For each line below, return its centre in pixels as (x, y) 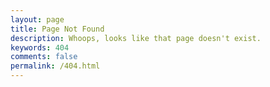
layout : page (37, 19)
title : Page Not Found (57, 29)
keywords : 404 (40, 47)
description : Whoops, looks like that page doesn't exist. (136, 38)
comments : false (44, 57)
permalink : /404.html (55, 66)
